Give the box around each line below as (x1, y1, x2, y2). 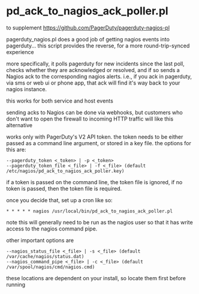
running (6, 281, 26, 288)
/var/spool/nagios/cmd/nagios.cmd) (6, 264, 95, 270)
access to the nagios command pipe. (6, 225, 98, 232)
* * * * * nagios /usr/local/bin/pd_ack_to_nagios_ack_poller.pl (6, 208, 173, 214)
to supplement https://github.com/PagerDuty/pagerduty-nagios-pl (6, 24, 170, 31)
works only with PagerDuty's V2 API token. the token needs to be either (6, 133, 183, 140)
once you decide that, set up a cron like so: (6, 196, 113, 203)
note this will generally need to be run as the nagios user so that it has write (6, 218, 193, 226)
